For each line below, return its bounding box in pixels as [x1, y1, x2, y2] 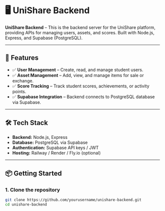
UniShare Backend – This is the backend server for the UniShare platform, [5, 24, 156, 30]
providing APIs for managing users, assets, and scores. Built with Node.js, [5, 29, 155, 35]
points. [12, 88, 27, 94]
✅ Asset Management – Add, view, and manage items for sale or [12, 72, 144, 78]
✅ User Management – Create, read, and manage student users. [12, 67, 143, 73]
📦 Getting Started [5, 169, 62, 178]
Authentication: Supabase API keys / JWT [12, 144, 99, 151]
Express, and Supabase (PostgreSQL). [5, 35, 82, 41]
